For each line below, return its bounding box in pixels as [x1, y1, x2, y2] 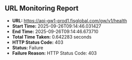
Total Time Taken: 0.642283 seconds [12, 34, 92, 40]
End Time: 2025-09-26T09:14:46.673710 [12, 28, 98, 35]
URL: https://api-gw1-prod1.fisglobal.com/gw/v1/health [12, 17, 127, 23]
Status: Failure [12, 44, 44, 50]
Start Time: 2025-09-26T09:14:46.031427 [12, 23, 102, 29]
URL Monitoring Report [5, 4, 79, 13]
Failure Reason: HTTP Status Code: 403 [12, 50, 97, 56]
